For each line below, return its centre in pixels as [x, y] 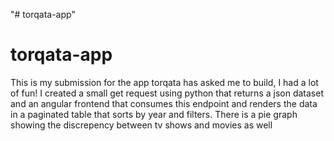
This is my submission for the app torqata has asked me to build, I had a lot [164, 82]
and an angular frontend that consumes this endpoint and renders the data [164, 103]
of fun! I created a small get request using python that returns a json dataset [167, 93]
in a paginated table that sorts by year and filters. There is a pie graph [154, 114]
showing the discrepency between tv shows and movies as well [141, 125]
